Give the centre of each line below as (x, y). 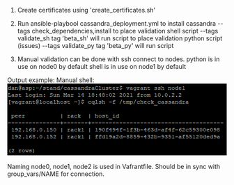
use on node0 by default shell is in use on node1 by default (102, 66)
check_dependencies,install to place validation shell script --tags (125, 31)
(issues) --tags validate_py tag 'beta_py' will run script (95, 46)
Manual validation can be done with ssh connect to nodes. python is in (118, 59)
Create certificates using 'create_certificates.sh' (86, 10)
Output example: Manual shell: (51, 80)
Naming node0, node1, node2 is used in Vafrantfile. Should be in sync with (114, 167)
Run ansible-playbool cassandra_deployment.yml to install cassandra (117, 23)
